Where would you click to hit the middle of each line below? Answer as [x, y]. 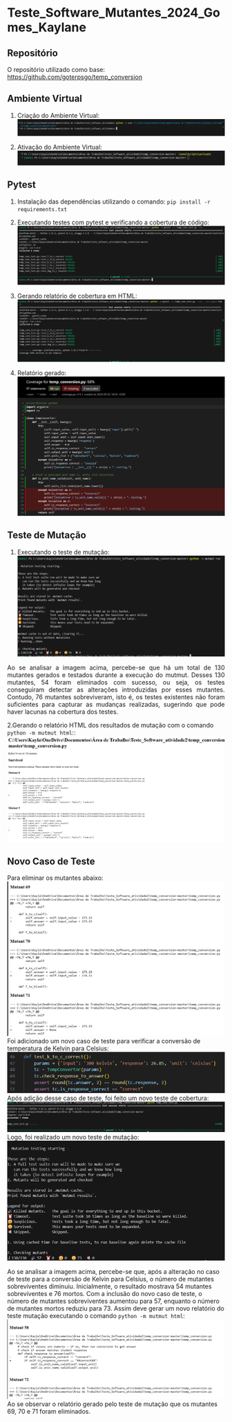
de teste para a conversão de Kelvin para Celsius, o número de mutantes [110, 1279]
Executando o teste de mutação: [63, 552]
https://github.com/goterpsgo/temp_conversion [75, 77]
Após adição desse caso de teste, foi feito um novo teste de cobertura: [108, 1098]
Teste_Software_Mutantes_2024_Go [114, 13]
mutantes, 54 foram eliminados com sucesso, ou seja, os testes [116, 682]
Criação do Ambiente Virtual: [58, 115]
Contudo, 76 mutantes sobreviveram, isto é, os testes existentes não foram [116, 696]
